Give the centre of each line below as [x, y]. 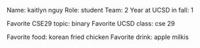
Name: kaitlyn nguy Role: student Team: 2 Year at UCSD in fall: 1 [100, 10]
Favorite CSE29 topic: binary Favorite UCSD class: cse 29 [91, 23]
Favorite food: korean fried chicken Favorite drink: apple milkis [98, 37]
